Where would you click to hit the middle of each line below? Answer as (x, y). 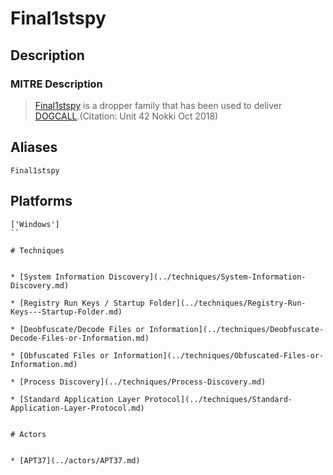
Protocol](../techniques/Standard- (218, 399)
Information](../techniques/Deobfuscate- (236, 329)
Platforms (41, 201)
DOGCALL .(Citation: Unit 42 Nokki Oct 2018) (126, 116)
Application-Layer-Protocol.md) (77, 408)
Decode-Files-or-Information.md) (80, 338)
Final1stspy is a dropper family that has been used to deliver (158, 105)
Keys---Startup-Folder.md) (66, 312)
